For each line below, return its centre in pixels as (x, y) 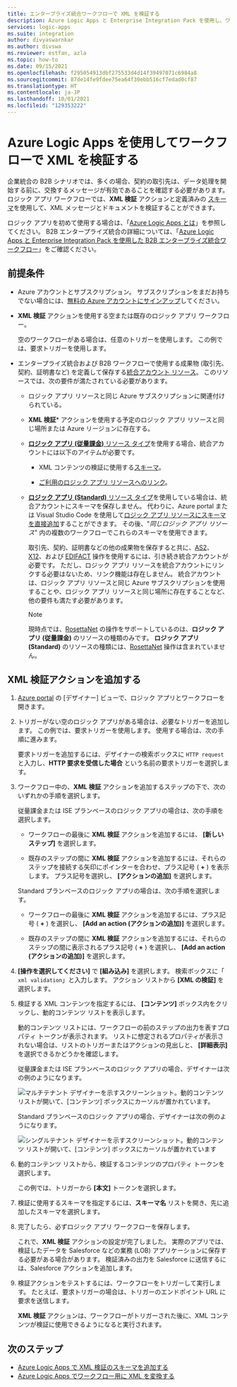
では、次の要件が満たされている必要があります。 (101, 381)
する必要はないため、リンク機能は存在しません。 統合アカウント (128, 574)
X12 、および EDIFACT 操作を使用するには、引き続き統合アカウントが (128, 556)
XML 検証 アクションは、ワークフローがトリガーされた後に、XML (113, 1316)
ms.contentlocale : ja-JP (44, 92)
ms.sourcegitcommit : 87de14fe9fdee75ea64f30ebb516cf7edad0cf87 (102, 79)
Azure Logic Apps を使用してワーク (111, 143)
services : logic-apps (39, 27)
